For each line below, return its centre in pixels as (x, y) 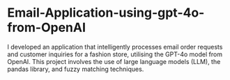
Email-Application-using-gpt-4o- (106, 13)
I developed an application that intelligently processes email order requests (115, 47)
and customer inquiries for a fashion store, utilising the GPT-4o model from (115, 54)
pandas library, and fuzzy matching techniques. (76, 69)
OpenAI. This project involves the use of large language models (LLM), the (114, 61)
